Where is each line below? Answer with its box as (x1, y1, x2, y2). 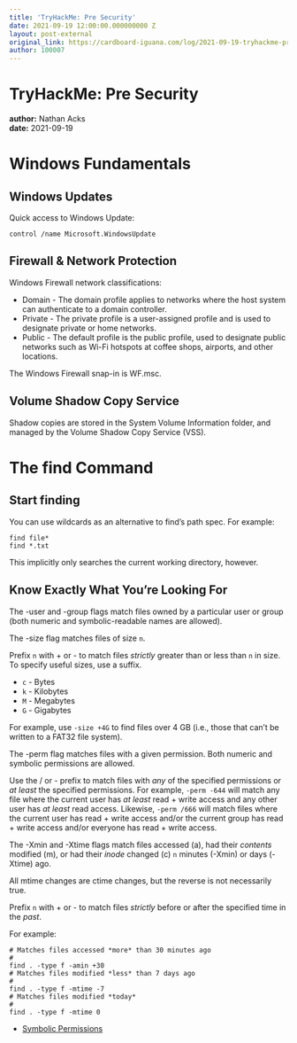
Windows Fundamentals (9, 154, 192, 174)
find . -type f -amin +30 (9, 961, 104, 970)
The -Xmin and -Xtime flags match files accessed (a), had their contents (9, 839, 272, 850)
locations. (21, 351, 58, 362)
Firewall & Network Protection (9, 253, 178, 269)
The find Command (9, 457, 154, 478)
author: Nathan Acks (9, 113, 86, 124)
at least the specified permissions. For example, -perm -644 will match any (9, 784, 280, 795)
